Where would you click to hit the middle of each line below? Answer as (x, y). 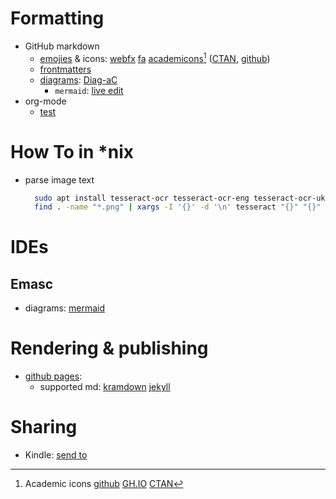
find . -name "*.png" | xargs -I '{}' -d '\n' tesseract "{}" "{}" (178, 207)
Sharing (44, 427)
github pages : (53, 376)
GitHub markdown (62, 46)
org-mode (45, 101)
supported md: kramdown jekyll (105, 387)
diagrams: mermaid (64, 308)
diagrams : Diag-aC (78, 79)
